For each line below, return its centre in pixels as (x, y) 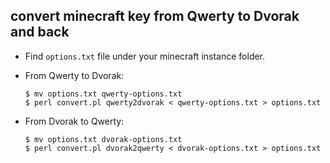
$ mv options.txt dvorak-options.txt (103, 139)
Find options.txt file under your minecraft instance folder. (145, 56)
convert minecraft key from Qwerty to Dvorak (155, 16)
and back (40, 32)
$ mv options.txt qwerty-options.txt (103, 94)
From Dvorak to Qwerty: (74, 121)
